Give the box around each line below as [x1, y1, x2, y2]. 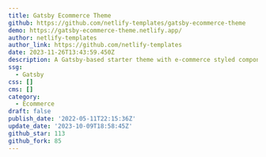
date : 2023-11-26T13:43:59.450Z [8, 48, 115, 56]
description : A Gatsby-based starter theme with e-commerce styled [8, 56, 236, 64]
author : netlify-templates [8, 33, 97, 42]
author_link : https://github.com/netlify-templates [8, 41, 182, 49]
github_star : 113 [8, 129, 66, 137]
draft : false [8, 108, 51, 116]
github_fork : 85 [8, 136, 62, 145]
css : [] [8, 78, 34, 86]
